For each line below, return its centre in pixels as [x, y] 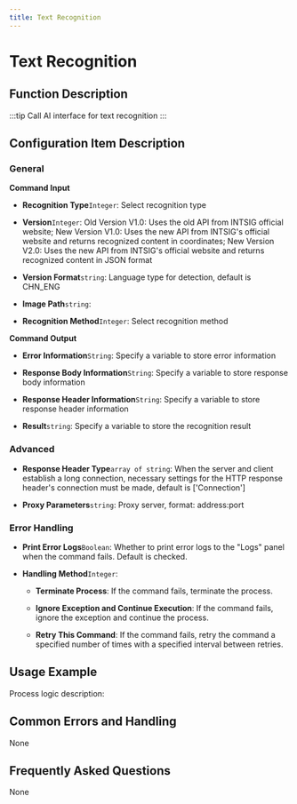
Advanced [32, 450]
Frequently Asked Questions [90, 771]
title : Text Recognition [55, 17]
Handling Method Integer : [70, 573]
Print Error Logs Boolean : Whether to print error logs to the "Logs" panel [153, 546]
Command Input [40, 188]
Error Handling [41, 528]
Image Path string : [56, 304]
